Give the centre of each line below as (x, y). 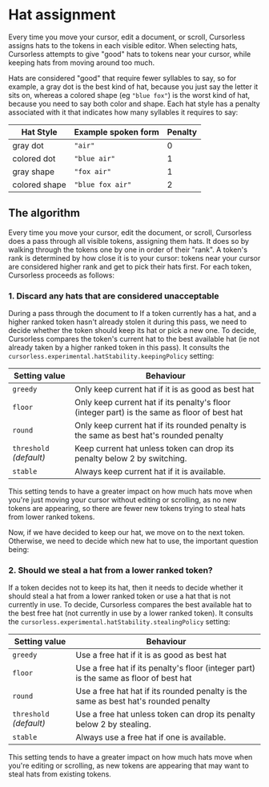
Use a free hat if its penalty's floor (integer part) (166, 668)
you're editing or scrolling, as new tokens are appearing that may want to (129, 766)
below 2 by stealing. (113, 724)
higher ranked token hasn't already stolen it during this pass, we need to (127, 322)
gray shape (33, 172)
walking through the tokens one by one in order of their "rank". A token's (128, 249)
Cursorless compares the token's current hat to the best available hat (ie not (134, 339)
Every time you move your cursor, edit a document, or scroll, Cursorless (127, 37)
